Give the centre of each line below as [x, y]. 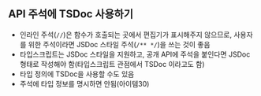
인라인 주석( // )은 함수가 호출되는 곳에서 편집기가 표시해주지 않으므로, [126, 35]
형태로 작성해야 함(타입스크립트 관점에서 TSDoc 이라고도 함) [112, 64]
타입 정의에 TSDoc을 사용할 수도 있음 [77, 74]
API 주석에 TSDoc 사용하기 [71, 14]
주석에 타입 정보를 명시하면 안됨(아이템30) [84, 83]
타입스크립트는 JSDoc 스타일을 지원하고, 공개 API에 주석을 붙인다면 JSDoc [135, 54]
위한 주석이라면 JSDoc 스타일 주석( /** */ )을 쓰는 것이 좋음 [119, 44]
